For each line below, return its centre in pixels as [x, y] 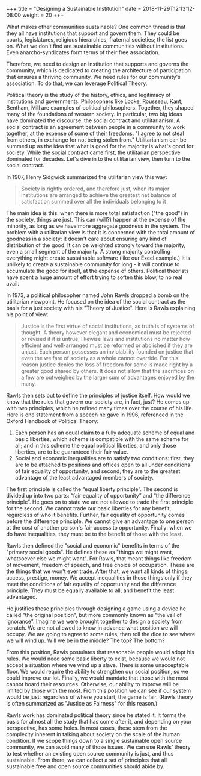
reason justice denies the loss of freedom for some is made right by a [107, 365]
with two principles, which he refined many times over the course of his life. [100, 408]
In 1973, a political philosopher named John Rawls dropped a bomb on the [97, 295]
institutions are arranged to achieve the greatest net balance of [99, 195]
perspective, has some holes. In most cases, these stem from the [87, 728]
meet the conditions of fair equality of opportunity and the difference [91, 584]
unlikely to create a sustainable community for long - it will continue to [93, 264]
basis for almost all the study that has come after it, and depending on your [99, 721]
